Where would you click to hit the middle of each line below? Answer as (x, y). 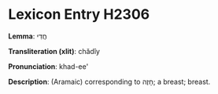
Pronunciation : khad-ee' (48, 66)
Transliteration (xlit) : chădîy (54, 51)
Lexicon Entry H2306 (79, 14)
